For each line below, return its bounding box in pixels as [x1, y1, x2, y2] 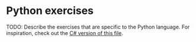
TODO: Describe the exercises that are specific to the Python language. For [6, 23, 190, 30]
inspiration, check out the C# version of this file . [6, 29, 123, 36]
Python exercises [6, 4, 94, 17]
